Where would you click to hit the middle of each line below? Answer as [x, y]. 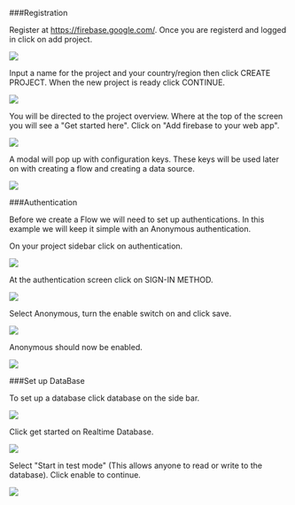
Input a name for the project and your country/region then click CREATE [140, 73]
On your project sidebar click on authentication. [96, 246]
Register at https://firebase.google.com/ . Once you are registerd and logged [147, 30]
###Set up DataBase [47, 381]
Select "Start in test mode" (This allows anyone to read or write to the [136, 465]
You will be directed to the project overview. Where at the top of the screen [146, 116]
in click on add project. [51, 39]
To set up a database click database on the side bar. [105, 398]
